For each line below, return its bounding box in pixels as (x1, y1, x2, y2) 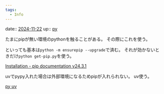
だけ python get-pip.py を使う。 (9, 53, 74, 59)
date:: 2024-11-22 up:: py (5, 25, 58, 31)
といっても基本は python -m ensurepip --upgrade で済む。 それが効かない (5, 46, 155, 52)
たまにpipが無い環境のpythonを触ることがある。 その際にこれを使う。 (5, 36, 150, 42)
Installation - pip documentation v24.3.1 (5, 63, 87, 69)
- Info (10, 12, 24, 17)
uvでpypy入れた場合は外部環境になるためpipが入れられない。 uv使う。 (5, 73, 152, 79)
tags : (5, 7, 17, 12)
